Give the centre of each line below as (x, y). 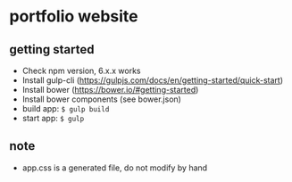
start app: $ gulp (53, 118)
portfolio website (74, 17)
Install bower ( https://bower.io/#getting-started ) (110, 90)
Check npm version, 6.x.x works (81, 70)
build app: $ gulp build (66, 108)
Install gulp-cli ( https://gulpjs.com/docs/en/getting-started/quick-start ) (153, 80)
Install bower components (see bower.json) (101, 99)
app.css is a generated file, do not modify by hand (115, 168)
